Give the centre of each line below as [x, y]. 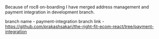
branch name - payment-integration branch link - [55, 21]
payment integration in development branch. [50, 12]
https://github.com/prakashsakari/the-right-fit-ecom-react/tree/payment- [79, 26]
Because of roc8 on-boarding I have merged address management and [77, 7]
